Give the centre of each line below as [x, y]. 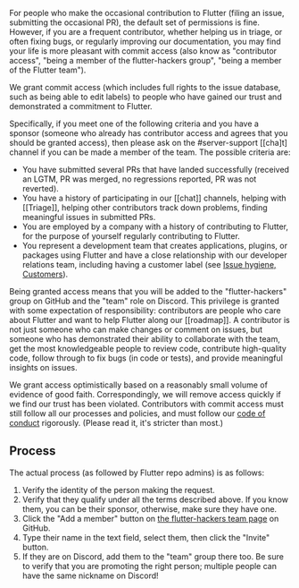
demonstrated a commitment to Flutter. [81, 106]
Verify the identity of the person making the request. [119, 490]
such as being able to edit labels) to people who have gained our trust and [146, 97]
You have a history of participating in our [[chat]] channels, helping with [154, 198]
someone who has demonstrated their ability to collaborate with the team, [145, 339]
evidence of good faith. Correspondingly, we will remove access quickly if [145, 394]
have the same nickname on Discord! [90, 575]
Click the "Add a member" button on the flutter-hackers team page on [150, 518]
